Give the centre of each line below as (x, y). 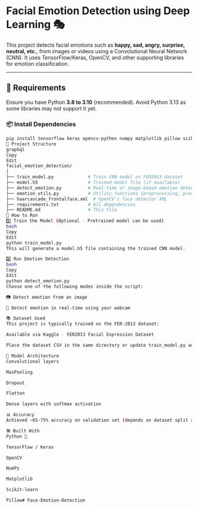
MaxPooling (19, 372)
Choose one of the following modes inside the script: (75, 286)
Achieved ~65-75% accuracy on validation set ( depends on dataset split (97, 421)
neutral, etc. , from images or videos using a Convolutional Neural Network (97, 51)
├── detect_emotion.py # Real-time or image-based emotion (92, 188)
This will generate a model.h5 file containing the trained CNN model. (96, 248)
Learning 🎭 (35, 25)
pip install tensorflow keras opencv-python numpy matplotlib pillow (93, 139)
